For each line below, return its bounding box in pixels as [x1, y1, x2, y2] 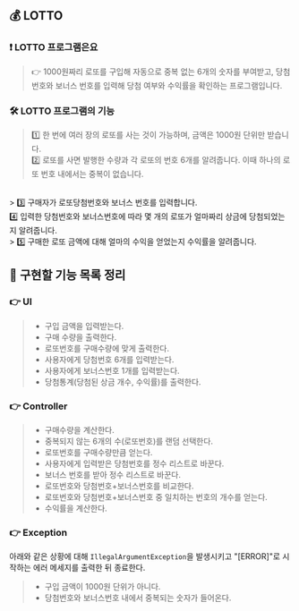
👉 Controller [9, 400, 68, 412]
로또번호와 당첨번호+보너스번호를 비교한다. [44, 480, 194, 491]
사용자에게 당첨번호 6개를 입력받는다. [44, 353, 175, 365]
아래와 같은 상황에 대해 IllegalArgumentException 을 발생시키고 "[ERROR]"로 [9, 551, 280, 562]
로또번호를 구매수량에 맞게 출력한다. [44, 343, 170, 353]
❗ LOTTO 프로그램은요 [9, 41, 98, 54]
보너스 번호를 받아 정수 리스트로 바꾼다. [44, 469, 182, 479]
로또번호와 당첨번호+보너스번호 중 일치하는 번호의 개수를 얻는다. [44, 491, 269, 502]
